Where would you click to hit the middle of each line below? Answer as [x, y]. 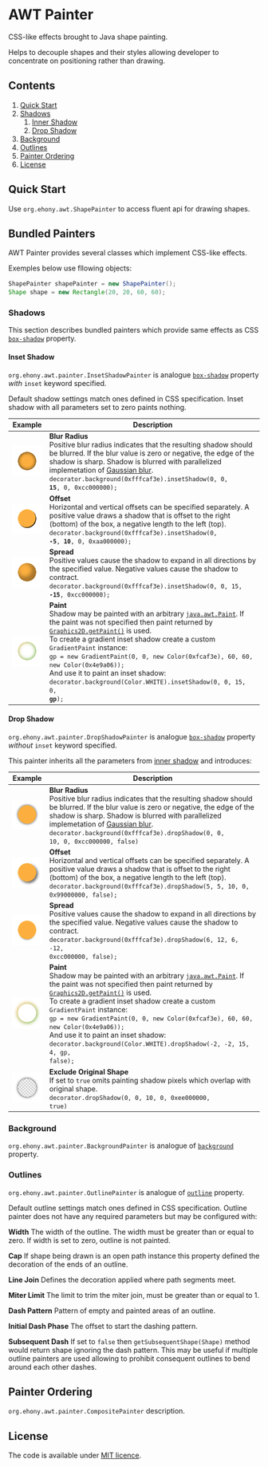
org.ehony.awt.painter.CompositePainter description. [97, 1411]
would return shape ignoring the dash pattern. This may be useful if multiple [133, 1350]
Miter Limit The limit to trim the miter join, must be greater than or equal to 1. [134, 1295]
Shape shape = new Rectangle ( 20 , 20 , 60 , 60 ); [87, 293]
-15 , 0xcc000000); [80, 595]
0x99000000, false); [83, 895]
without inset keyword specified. [63, 745]
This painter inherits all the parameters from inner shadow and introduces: [130, 760]
